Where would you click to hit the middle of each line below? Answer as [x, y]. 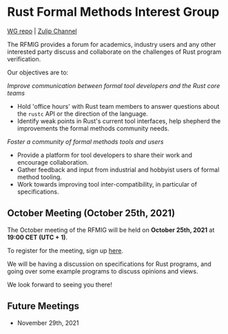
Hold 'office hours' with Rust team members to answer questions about [118, 106]
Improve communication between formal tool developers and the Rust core [114, 85]
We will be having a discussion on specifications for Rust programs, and [109, 264]
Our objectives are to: [38, 72]
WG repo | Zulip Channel [42, 31]
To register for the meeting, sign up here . [65, 250]
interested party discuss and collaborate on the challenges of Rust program [114, 52]
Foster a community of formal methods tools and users [85, 141]
